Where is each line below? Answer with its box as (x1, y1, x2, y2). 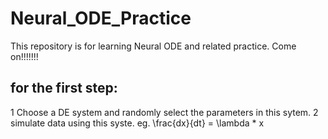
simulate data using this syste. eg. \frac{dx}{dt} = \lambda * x (10, 117, 265, 129)
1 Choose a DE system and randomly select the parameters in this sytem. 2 (10, 106, 319, 118)
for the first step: (10, 80, 118, 97)
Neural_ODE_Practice (10, 7, 192, 30)
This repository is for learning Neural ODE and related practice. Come (10, 40, 297, 52)
